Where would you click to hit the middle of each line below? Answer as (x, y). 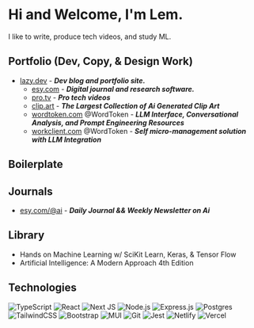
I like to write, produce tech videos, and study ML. (90, 36)
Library (27, 235)
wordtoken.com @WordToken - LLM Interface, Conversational (135, 114)
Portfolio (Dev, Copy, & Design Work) (101, 61)
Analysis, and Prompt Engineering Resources (108, 122)
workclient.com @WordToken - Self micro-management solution (139, 131)
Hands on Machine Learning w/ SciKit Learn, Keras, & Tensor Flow (128, 254)
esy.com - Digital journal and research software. (113, 89)
